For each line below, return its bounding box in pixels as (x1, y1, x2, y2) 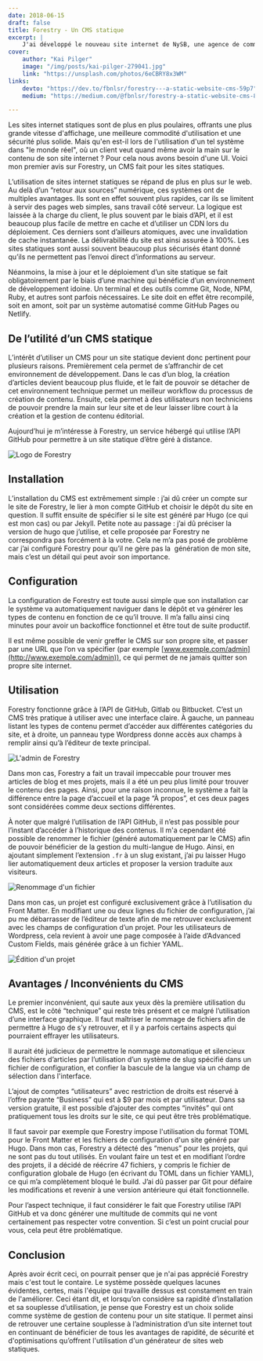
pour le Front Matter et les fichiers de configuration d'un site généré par (8, 1136, 240, 1145)
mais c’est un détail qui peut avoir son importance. (8, 551, 171, 562)
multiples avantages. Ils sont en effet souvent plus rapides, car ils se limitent (8, 194, 254, 203)
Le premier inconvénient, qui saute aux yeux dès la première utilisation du (8, 998, 246, 1008)
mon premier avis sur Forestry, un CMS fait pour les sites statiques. (8, 162, 225, 171)
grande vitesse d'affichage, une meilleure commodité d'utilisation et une (8, 129, 241, 138)
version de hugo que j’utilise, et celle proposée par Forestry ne (8, 527, 210, 536)
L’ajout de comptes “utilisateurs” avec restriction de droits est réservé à (8, 1087, 239, 1096)
